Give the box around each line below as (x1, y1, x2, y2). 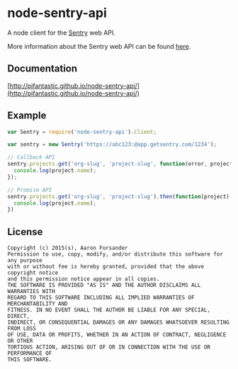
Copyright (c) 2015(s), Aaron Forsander (7, 244, 129, 252)
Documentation (7, 62, 78, 75)
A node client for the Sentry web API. (7, 28, 115, 37)
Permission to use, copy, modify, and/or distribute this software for (7, 251, 223, 258)
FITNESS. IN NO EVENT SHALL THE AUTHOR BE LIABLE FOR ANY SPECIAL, (7, 307, 211, 314)
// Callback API (7, 154, 55, 161)
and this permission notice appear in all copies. (7, 276, 160, 283)
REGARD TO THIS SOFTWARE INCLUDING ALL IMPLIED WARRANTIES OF (7, 294, 195, 302)
